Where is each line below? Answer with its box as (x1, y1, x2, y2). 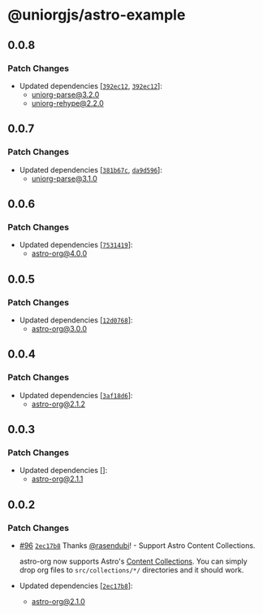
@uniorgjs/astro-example (7, 6, 186, 24)
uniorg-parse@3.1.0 (31, 173, 98, 183)
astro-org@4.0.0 (31, 248, 88, 258)
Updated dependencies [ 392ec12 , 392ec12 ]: (19, 81, 163, 90)
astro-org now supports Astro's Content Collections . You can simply (19, 556, 248, 566)
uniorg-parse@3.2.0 (31, 90, 100, 99)
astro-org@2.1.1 (31, 474, 84, 484)
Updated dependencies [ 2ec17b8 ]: (19, 581, 133, 590)
